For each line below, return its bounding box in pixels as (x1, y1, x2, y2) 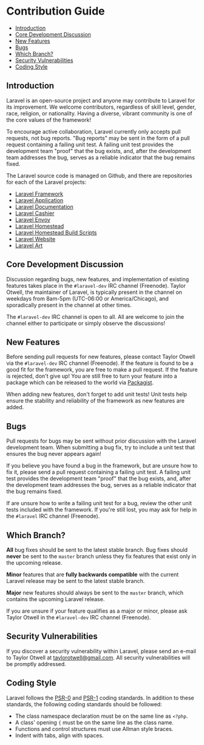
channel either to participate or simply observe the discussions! (6, 319, 166, 327)
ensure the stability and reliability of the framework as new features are (6, 397, 185, 404)
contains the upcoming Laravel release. (6, 596, 105, 602)
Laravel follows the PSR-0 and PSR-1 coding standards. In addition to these (6, 694, 194, 701)
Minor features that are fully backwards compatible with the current (6, 571, 179, 578)
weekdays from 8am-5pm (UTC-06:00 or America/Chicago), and (6, 294, 169, 302)
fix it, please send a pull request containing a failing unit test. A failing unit (6, 469, 191, 476)
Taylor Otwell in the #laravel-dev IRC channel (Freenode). (6, 614, 151, 621)
